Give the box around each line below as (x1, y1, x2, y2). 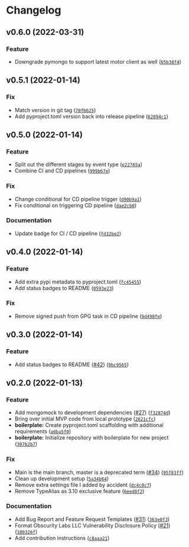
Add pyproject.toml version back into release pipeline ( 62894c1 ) (14, 113, 168, 120)
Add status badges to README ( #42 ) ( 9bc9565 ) (14, 361, 129, 368)
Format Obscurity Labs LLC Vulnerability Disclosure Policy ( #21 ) (14, 522, 171, 529)
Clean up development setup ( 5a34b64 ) (14, 475, 109, 482)
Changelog (6, 4, 61, 17)
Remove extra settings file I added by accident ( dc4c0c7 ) (14, 481, 152, 488)
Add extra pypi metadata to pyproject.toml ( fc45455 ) (14, 278, 142, 285)
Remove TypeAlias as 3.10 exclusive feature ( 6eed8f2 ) (14, 487, 145, 494)
